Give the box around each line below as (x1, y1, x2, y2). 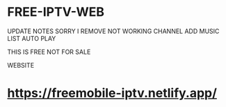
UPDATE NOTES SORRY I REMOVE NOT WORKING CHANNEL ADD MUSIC (7, 27, 220, 35)
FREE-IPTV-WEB (7, 4, 104, 20)
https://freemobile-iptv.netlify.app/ (7, 86, 218, 101)
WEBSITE (7, 61, 35, 69)
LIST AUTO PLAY (7, 34, 56, 42)
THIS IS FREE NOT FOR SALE (7, 48, 91, 56)
